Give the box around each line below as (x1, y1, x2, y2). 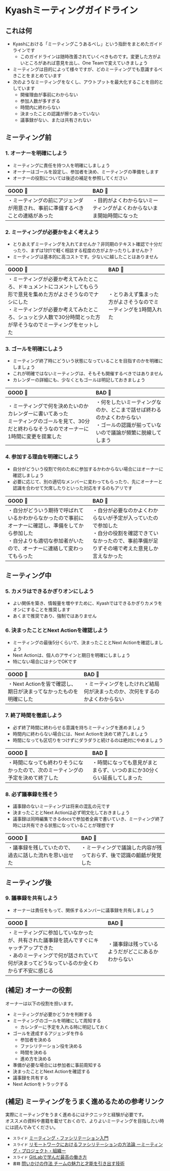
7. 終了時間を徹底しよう (5, 712, 62, 719)
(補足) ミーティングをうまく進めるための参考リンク (5, 1097, 164, 1106)
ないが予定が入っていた (97, 514, 153, 521)
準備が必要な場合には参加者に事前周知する (12, 1062, 102, 1068)
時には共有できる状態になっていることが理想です (12, 822, 115, 828)
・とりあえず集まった (108, 290, 159, 297)
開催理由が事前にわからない (20, 92, 78, 97)
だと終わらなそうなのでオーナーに (8, 425, 90, 432)
